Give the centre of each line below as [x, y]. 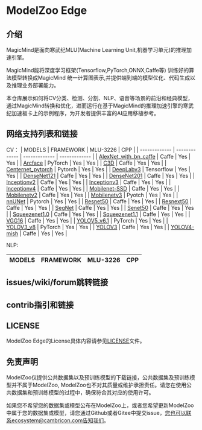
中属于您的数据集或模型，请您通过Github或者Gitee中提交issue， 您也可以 [96, 413]
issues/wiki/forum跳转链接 [57, 283]
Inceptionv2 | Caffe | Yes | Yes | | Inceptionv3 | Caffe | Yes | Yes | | [89, 182]
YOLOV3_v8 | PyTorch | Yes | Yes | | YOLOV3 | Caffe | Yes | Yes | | [88, 227]
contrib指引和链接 [40, 305]
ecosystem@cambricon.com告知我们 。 [60, 420]
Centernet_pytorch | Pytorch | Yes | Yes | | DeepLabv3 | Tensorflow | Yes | [99, 169]
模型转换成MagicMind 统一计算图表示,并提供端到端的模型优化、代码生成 [101, 78]
